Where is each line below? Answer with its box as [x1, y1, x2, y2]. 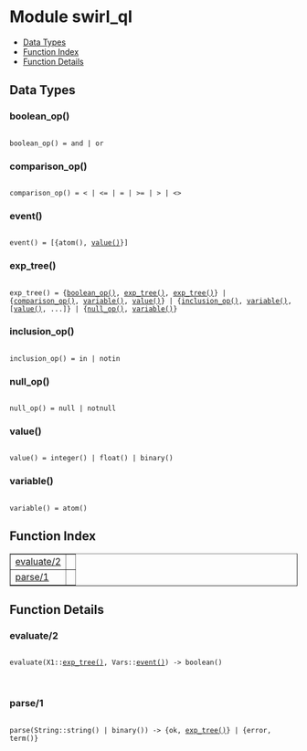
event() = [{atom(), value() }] [9, 238, 129, 248]
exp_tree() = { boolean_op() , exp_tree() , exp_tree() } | [9, 288, 227, 298]
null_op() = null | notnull [9, 404, 117, 413]
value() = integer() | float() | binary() [9, 454, 174, 463]
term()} [9, 734, 39, 743]
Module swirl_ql [9, 6, 132, 27]
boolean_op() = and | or [9, 139, 104, 148]
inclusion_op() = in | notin [9, 354, 121, 363]
